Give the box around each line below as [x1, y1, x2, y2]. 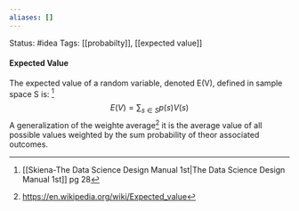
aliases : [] [9, 12, 53, 22]
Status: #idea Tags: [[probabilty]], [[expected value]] [9, 37, 203, 48]
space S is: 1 [9, 86, 55, 99]
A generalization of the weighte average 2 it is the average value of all [9, 118, 263, 130]
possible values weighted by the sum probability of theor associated [9, 129, 260, 140]
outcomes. [9, 139, 49, 150]
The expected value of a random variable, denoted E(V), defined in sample [9, 77, 283, 88]
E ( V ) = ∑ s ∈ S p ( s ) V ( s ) [109, 102, 190, 116]
